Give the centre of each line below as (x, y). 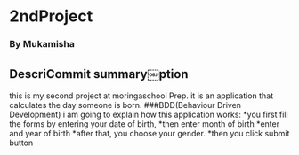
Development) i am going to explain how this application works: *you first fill (149, 114)
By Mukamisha (42, 44)
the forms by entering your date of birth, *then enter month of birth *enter (145, 124)
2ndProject (51, 16)
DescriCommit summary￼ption (99, 74)
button (21, 143)
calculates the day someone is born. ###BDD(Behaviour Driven (125, 105)
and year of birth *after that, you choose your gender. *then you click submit (149, 133)
